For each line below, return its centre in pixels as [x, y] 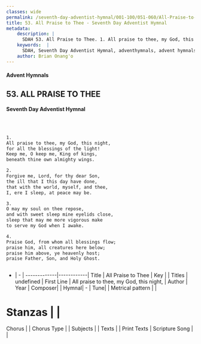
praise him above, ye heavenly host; [53, 253]
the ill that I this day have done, [52, 182]
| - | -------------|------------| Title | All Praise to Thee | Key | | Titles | [101, 275]
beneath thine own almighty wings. [51, 160]
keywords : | [33, 45]
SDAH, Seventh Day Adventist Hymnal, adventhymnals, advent [98, 51]
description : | [36, 34]
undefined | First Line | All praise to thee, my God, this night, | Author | [101, 282]
